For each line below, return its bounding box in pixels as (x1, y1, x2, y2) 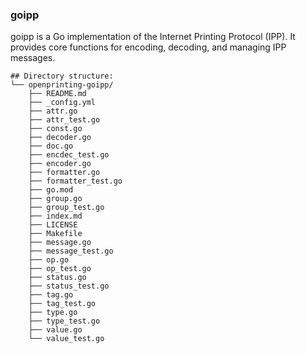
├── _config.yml (28, 98, 97, 108)
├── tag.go (28, 290, 74, 300)
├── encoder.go (28, 159, 92, 169)
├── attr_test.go (28, 115, 101, 125)
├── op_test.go (28, 264, 92, 274)
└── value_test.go (28, 334, 105, 344)
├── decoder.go (28, 133, 92, 143)
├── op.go (28, 255, 70, 265)
